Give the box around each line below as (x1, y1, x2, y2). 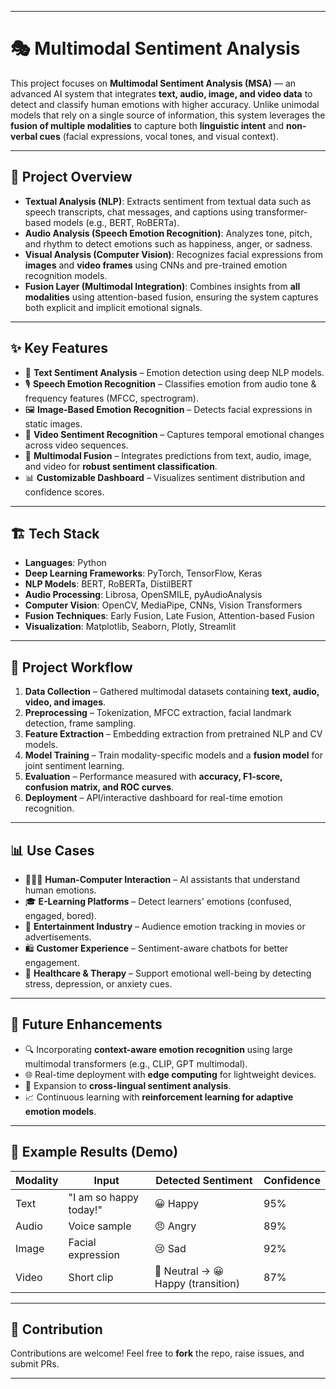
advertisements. (24, 931, 92, 943)
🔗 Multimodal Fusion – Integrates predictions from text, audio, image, (24, 449, 312, 461)
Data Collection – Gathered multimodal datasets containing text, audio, (24, 686, 320, 698)
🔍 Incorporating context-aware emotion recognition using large (24, 1043, 293, 1055)
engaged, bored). (24, 910, 97, 921)
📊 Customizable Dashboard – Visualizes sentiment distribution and (24, 471, 306, 483)
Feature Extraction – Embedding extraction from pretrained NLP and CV (24, 728, 323, 740)
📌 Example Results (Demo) (10, 1144, 179, 1161)
